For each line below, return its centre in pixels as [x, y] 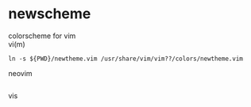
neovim [21, 73]
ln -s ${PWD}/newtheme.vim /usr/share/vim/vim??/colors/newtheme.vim [126, 59]
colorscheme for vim [42, 36]
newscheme [50, 14]
